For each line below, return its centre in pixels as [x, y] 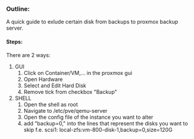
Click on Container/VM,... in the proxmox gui [78, 72]
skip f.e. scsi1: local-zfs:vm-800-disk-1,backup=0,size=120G [98, 129]
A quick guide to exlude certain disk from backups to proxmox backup [92, 22]
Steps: [14, 42]
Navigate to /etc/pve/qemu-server [65, 110]
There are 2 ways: [28, 55]
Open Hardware [43, 79]
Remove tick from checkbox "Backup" [70, 91]
